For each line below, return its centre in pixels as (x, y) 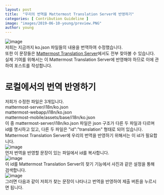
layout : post (18, 10)
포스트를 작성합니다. (33, 66)
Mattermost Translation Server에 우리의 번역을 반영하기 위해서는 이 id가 (75, 136)
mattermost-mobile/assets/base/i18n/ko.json (50, 117)
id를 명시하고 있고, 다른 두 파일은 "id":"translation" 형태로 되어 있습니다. (74, 129)
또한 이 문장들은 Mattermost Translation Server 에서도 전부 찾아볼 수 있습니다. (80, 54)
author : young (20, 28)
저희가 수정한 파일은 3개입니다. (35, 102)
